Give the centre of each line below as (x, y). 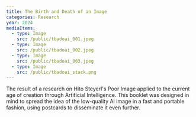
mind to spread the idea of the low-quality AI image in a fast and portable (95, 102)
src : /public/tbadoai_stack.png (57, 72)
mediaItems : (21, 28)
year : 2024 (20, 22)
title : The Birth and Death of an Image (57, 12)
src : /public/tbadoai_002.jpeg (55, 50)
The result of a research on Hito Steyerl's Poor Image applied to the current (98, 89)
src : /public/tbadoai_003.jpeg (55, 61)
